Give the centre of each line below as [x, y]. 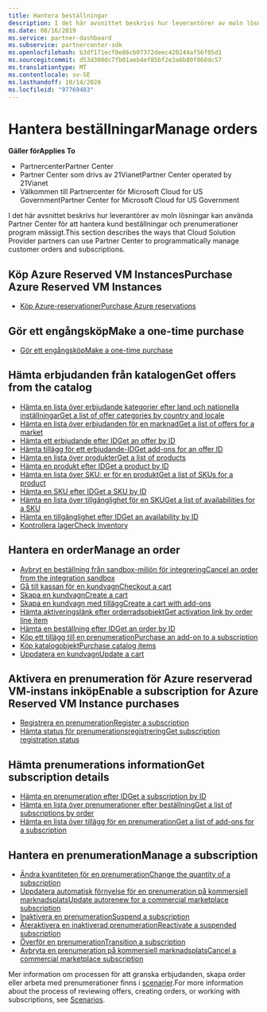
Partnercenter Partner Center [66, 166]
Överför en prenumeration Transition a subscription [103, 942]
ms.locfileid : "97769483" [51, 90]
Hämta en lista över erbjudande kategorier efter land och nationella [130, 407]
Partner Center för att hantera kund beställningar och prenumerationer [123, 224]
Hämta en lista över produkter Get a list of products [103, 457]
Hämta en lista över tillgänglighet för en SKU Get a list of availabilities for [137, 500]
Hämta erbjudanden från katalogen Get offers [122, 375]
